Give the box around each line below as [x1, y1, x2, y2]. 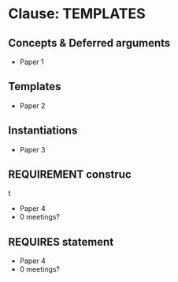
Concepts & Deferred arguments [8, 36, 171, 50]
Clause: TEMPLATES [8, 5, 146, 23]
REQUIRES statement [8, 235, 114, 249]
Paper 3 [19, 145, 46, 154]
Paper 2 [19, 100, 46, 111]
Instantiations [8, 124, 78, 137]
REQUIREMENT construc [8, 167, 132, 182]
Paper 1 [19, 57, 45, 66]
